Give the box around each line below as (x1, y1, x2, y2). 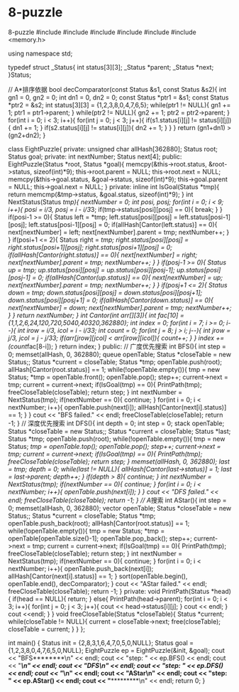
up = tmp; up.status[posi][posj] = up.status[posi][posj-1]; (8, 265, 176, 274)
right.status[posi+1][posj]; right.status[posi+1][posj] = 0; (8, 243, 173, 251)
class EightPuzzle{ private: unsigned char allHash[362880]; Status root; (8, 144, 218, 153)
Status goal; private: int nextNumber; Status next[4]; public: (8, 152, 182, 161)
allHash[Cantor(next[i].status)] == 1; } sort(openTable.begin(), (8, 572, 188, 580)
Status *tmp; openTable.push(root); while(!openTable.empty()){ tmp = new (8, 435, 226, 443)
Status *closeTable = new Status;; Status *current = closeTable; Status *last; (8, 427, 231, 435)
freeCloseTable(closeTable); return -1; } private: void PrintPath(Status (8, 587, 210, 595)
